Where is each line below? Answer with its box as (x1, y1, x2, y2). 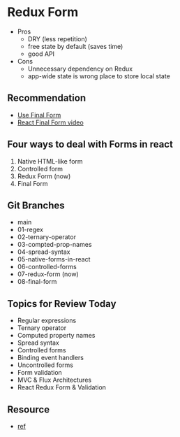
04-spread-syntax (17, 248, 70, 256)
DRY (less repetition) (27, 34, 87, 43)
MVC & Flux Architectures (17, 375, 92, 385)
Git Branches (7, 199, 65, 211)
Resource (7, 403, 50, 415)
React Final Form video (17, 118, 84, 127)
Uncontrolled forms (17, 361, 73, 369)
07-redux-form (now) (17, 270, 79, 278)
